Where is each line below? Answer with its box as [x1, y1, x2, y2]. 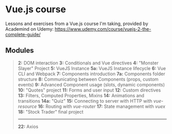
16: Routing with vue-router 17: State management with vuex [38, 103, 165, 109]
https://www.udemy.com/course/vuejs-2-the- [54, 26, 152, 32]
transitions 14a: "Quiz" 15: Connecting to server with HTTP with [17, 98, 153, 104]
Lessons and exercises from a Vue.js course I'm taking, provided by [5, 20, 148, 27]
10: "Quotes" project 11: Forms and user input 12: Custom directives [17, 87, 161, 93]
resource [17, 103, 37, 109]
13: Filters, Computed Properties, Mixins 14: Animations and [17, 92, 144, 98]
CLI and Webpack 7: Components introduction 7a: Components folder [17, 71, 165, 77]
